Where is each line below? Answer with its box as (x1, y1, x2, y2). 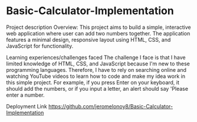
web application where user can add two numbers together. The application (6, 29, 191, 37)
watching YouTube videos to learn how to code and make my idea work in (6, 72, 186, 80)
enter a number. (6, 91, 45, 98)
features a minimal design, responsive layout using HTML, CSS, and (6, 36, 171, 43)
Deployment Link (6, 103, 47, 110)
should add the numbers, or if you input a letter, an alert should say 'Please (6, 85, 189, 92)
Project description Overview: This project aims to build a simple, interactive (6, 24, 191, 31)
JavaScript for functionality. (6, 42, 74, 50)
